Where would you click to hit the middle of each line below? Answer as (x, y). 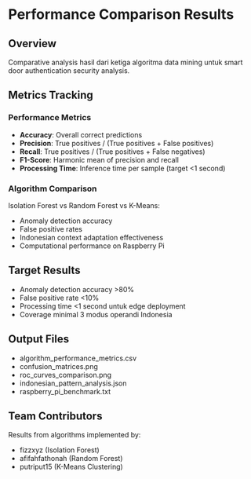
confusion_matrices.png (58, 366)
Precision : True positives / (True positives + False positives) (116, 143)
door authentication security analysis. (69, 71)
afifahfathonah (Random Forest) (71, 459)
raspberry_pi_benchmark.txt (65, 391)
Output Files (38, 339)
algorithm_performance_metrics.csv (78, 358)
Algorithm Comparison (53, 188)
